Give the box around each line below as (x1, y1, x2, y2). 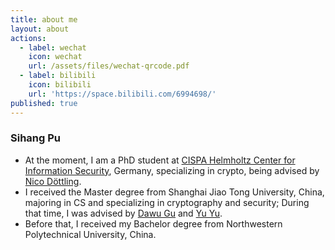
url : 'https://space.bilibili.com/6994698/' (28, 89, 217, 99)
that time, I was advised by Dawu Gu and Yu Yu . (24, 207, 223, 219)
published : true (10, 98, 78, 108)
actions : (10, 33, 47, 43)
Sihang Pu (10, 131, 62, 145)
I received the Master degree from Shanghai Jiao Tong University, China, (24, 186, 325, 198)
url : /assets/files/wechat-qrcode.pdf (28, 61, 190, 71)
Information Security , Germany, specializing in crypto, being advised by (24, 164, 320, 176)
